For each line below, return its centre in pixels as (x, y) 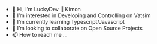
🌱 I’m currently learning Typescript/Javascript (68, 22)
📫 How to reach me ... (40, 35)
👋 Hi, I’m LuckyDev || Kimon (46, 9)
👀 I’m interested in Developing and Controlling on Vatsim (81, 15)
